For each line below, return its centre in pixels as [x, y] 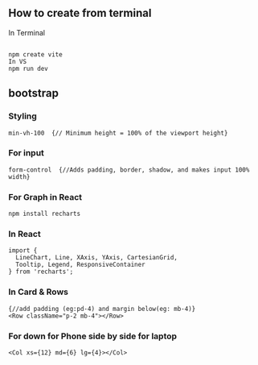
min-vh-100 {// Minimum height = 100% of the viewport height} [118, 133]
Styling [23, 116]
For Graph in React [45, 197]
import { [23, 251]
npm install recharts [45, 214]
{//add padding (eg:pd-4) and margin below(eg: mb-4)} [102, 309]
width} [19, 176]
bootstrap [33, 93]
